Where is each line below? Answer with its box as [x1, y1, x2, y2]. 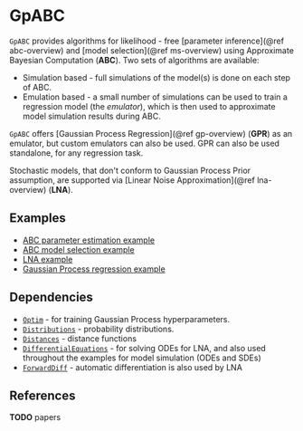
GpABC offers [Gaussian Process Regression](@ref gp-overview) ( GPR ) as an [9, 128, 293, 139]
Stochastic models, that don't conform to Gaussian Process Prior [9, 165, 251, 176]
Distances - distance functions [22, 332, 137, 344]
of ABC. [22, 81, 52, 92]
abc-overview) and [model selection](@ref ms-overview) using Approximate [9, 44, 294, 55]
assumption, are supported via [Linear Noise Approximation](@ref [9, 174, 255, 186]
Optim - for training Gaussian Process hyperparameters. [22, 313, 231, 324]
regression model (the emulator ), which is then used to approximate [22, 101, 276, 111]
